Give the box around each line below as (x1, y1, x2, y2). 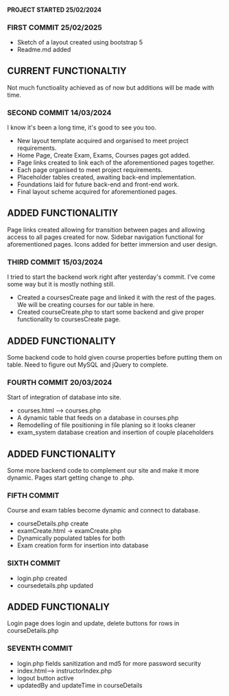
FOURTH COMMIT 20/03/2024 (7, 377, 112, 387)
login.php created (16, 574, 67, 582)
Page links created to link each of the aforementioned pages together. (16, 158, 215, 166)
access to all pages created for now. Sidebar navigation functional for (7, 233, 204, 241)
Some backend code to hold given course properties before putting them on (7, 353, 223, 361)
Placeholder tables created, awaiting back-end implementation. (16, 173, 197, 181)
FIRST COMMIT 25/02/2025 (7, 23, 103, 32)
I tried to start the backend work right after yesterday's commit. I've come (7, 273, 216, 281)
